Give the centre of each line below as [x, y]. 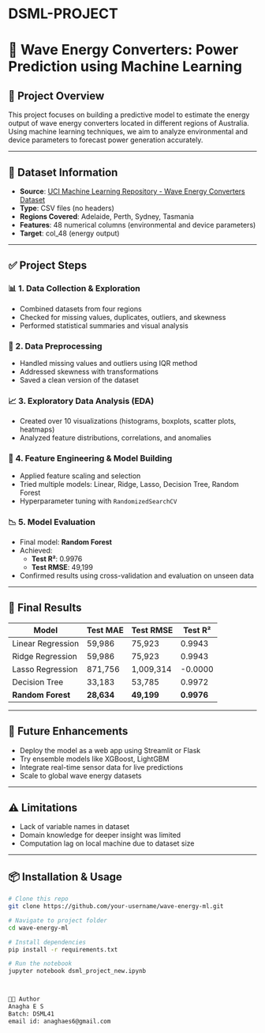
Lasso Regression [45, 669]
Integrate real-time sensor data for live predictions [101, 767]
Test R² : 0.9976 [57, 559]
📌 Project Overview [56, 96]
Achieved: [36, 550]
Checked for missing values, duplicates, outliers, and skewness [123, 317]
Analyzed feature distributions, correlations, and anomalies [115, 438]
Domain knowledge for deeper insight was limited [100, 835]
